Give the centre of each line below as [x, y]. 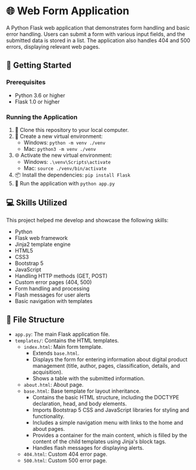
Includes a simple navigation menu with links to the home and [108, 422]
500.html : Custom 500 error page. [65, 460]
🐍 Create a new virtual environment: [59, 136]
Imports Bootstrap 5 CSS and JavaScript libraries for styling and [111, 410]
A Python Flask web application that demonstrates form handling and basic [98, 27]
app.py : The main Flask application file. [62, 334]
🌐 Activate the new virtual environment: [63, 155]
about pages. [49, 428]
